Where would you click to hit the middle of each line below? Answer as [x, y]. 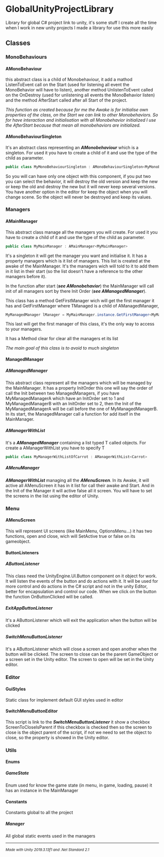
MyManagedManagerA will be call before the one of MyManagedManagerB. [82, 409]
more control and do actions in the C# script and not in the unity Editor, [77, 586]
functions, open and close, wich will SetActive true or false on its [71, 536]
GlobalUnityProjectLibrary [60, 9]
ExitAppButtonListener [29, 608]
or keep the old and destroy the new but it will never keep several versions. [81, 186]
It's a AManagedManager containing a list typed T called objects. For [76, 442]
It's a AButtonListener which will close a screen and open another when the [81, 649]
